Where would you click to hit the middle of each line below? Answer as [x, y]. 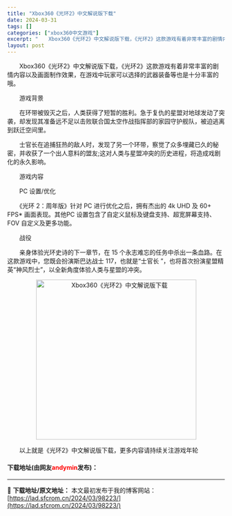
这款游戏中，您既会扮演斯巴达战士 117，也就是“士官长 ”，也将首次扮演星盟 [113, 261]
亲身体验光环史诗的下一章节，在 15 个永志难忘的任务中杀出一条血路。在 [120, 252]
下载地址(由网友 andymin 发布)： [53, 467]
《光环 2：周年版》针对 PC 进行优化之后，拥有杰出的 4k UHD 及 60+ [115, 206]
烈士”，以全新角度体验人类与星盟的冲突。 [87, 269]
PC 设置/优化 [38, 191]
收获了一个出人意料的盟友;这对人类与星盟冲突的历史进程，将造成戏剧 [123, 153]
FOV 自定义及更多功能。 [41, 223]
